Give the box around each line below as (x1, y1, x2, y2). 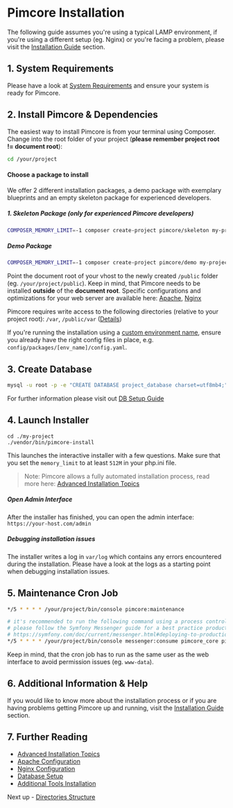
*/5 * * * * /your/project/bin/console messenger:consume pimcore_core (7, 638, 218, 645)
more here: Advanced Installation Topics (24, 479, 140, 487)
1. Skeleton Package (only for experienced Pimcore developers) (7, 209, 194, 218)
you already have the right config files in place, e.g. (7, 336, 154, 344)
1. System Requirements (7, 63, 114, 74)
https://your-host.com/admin (7, 520, 92, 527)
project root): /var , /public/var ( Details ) (7, 315, 123, 323)
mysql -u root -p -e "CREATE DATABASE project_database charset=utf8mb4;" (7, 382, 228, 389)
